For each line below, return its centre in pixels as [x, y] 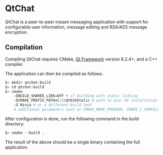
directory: [15, 124]
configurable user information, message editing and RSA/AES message [76, 27]
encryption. [16, 32]
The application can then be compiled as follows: [54, 74]
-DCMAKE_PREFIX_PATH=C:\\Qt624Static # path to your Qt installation [86, 101]
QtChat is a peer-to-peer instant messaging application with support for [77, 22]
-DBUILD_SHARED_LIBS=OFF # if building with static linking [76, 96]
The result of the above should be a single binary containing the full [73, 142]
